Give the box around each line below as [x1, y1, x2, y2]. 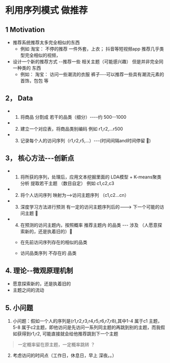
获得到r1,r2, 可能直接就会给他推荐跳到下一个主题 [17, 331, 119, 337]
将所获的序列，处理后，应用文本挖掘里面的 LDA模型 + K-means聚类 [20, 174, 162, 180]
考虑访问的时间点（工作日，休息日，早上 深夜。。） [12, 352, 117, 358]
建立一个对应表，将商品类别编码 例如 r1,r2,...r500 [20, 125, 123, 132]
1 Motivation [5, 25, 45, 34]
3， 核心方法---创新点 [5, 154, 74, 163]
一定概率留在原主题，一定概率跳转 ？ [17, 342, 95, 348]
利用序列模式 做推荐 [5, 5, 88, 16]
